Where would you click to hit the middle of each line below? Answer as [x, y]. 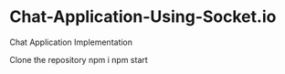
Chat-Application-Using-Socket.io [143, 17]
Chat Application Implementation [71, 42]
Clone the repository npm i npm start [79, 59]
